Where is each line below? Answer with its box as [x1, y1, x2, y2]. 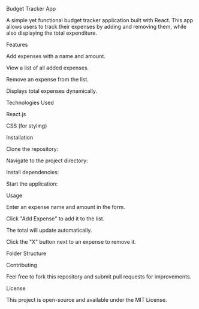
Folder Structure [6, 250, 47, 257]
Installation [6, 134, 34, 141]
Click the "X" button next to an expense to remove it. [6, 238, 137, 245]
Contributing [6, 262, 37, 268]
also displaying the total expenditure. [6, 29, 98, 37]
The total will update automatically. [6, 227, 92, 234]
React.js [6, 111, 26, 117]
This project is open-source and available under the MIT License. [6, 296, 167, 303]
